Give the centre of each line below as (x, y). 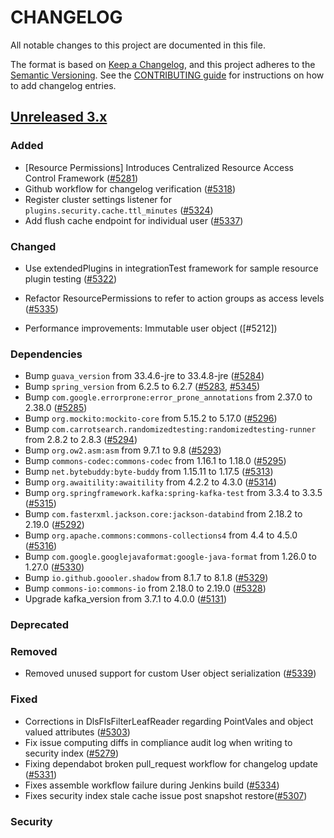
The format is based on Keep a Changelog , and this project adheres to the (163, 64)
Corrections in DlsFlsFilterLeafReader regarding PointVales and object (169, 721)
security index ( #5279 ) (72, 753)
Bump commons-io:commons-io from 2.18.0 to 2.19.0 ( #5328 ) (145, 588)
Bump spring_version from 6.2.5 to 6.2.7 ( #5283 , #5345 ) (142, 387)
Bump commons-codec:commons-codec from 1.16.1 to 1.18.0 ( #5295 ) (155, 461)
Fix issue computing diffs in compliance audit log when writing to (158, 742)
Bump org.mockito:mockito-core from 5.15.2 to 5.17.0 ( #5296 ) (151, 418)
